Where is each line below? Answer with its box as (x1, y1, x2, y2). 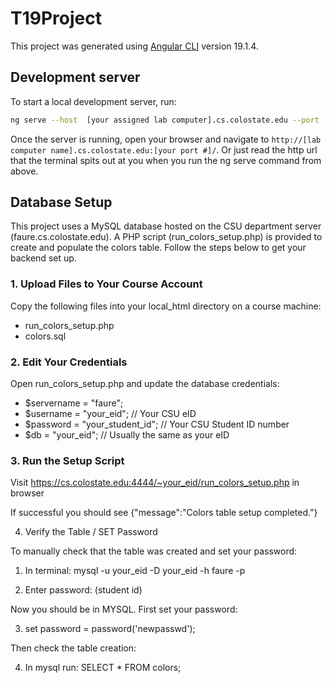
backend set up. (10, 252, 77, 264)
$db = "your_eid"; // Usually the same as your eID (24, 429, 230, 441)
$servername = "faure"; (24, 397, 124, 409)
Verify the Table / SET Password (24, 526, 158, 538)
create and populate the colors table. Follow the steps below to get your (10, 242, 307, 254)
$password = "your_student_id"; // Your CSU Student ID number (24, 418, 290, 431)
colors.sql (24, 330, 67, 342)
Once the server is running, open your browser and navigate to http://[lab (10, 133, 322, 145)
